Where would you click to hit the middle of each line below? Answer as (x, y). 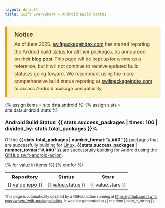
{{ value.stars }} (108, 185)
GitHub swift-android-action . (34, 155)
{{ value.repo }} (25, 185)
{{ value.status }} (66, 185)
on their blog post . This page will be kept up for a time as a (78, 59)
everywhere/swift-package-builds (34, 201)
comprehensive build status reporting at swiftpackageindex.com (83, 81)
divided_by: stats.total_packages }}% (51, 129)
